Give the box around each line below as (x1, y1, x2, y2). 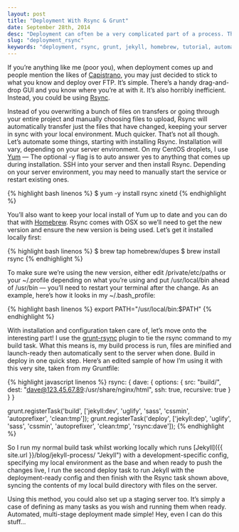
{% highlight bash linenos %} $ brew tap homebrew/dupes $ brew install (7, 247, 221, 255)
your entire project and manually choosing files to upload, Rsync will (7, 115, 208, 123)
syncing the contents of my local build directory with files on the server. (7, 481, 218, 489)
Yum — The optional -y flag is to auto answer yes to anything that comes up (7, 152, 230, 161)
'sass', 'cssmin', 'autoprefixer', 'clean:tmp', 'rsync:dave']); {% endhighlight (7, 422, 225, 430)
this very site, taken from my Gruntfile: (7, 364, 119, 372)
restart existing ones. (7, 175, 70, 184)
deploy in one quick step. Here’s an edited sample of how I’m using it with (7, 357, 223, 365)
